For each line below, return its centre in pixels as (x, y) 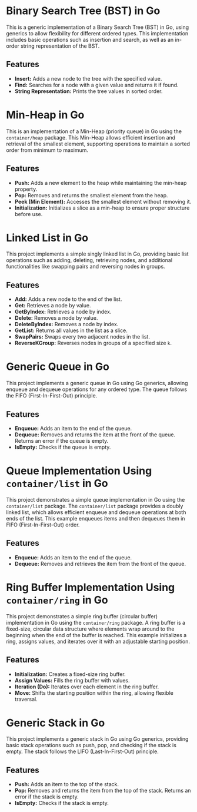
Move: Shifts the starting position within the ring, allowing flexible (94, 692)
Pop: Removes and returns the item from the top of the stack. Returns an (103, 791)
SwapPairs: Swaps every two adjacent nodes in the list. (82, 337)
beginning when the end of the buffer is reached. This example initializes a (96, 635)
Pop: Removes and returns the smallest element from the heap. (91, 195)
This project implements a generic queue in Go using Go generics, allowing (97, 383)
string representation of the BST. (60, 46)
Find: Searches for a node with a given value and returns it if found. (96, 85)
